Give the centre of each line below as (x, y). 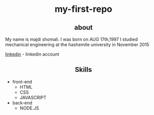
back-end (22, 103)
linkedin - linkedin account (32, 54)
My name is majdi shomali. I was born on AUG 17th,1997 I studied (72, 39)
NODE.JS (29, 108)
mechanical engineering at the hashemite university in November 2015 (77, 45)
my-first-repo (83, 9)
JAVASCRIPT (33, 97)
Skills (83, 70)
